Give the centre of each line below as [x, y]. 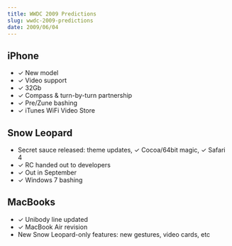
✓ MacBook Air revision [53, 227]
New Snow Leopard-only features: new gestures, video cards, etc [114, 234]
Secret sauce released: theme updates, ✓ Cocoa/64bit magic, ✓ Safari [121, 150]
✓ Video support [42, 80]
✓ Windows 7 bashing [50, 180]
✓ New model [38, 73]
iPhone [23, 56]
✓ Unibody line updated [53, 219]
